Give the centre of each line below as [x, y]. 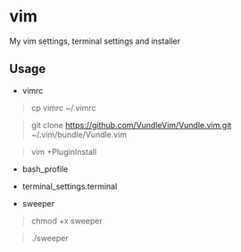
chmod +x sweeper [66, 221]
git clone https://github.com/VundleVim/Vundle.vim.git [131, 125]
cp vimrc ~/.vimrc [63, 108]
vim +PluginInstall [64, 151]
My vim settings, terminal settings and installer [95, 41]
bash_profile [45, 169]
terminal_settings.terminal [70, 186]
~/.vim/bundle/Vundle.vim [79, 134]
